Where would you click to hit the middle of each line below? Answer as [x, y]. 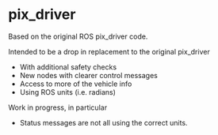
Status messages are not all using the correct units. [103, 122]
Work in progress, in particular [58, 107]
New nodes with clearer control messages [89, 75]
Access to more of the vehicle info [76, 84]
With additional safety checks [68, 67]
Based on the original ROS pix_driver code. [78, 36]
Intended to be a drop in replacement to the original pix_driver [109, 51]
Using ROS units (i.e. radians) [68, 92]
